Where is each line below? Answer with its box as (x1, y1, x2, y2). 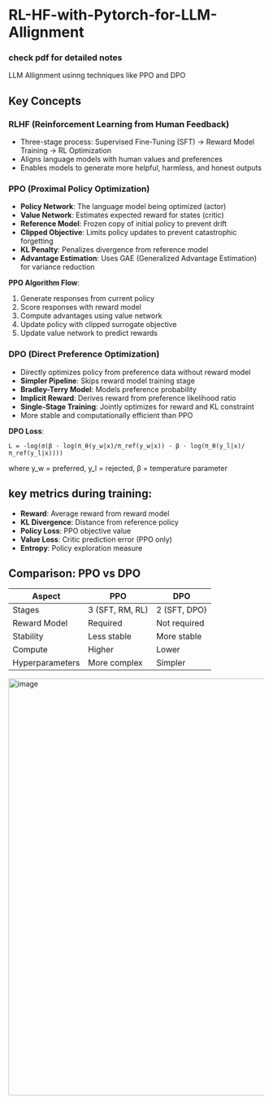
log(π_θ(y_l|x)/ (189, 442, 245, 450)
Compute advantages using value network (19, 311, 162, 321)
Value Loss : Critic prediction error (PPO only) (19, 535, 173, 544)
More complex (88, 657, 144, 669)
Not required (156, 617, 205, 629)
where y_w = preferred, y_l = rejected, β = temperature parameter (8, 463, 227, 473)
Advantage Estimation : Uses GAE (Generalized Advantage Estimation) (19, 254, 258, 264)
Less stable (88, 631, 132, 642)
